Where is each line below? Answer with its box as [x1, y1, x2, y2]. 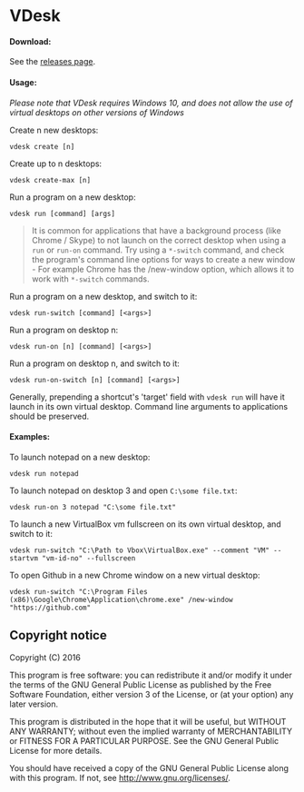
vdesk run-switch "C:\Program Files [9, 587, 148, 596]
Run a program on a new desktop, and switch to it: [9, 291, 198, 302]
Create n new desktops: [9, 124, 99, 135]
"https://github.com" [9, 603, 92, 612]
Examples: [9, 431, 50, 442]
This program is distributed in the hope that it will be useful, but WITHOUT [9, 716, 287, 727]
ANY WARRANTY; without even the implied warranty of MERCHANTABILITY [9, 726, 293, 737]
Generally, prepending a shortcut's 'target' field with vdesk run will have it [9, 391, 285, 402]
